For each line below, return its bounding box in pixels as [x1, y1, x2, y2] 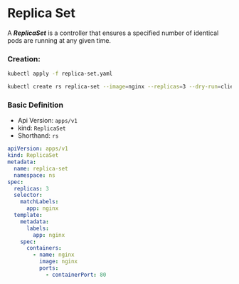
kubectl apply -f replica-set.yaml [7, 70, 113, 78]
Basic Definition [7, 100, 64, 110]
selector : [14, 191, 43, 199]
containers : [26, 245, 62, 252]
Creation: [7, 54, 41, 64]
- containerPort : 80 [45, 271, 107, 278]
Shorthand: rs [17, 131, 59, 140]
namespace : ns [14, 171, 55, 179]
